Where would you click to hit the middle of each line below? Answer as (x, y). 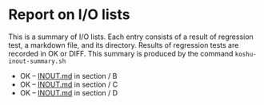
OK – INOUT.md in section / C (69, 84)
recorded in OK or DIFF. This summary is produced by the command (121, 53)
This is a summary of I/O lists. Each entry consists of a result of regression (131, 37)
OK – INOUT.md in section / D (69, 92)
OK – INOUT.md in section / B (68, 76)
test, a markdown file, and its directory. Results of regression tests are (124, 45)
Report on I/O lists (69, 15)
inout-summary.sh (37, 61)
